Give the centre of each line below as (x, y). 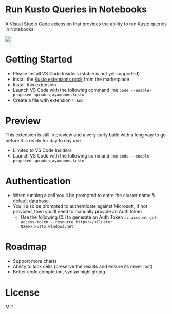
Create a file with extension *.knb (48, 100)
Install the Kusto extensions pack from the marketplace (71, 79)
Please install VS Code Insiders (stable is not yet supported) (76, 73)
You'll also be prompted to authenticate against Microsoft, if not (80, 206)
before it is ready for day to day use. (44, 140)
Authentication (38, 181)
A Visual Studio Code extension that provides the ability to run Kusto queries (86, 24)
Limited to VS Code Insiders (42, 150)
